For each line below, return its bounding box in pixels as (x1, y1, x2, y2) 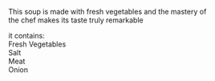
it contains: (8, 31, 46, 40)
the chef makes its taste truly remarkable (8, 15, 144, 25)
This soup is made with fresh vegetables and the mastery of (8, 7, 207, 16)
